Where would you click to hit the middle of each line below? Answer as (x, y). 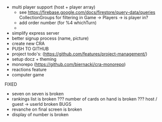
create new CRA (28, 43)
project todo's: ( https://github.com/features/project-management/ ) (80, 54)
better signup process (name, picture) (50, 38)
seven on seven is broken (38, 94)
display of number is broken (40, 114)
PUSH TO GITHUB (30, 49)
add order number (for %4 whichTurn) (58, 23)
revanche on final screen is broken (47, 109)
